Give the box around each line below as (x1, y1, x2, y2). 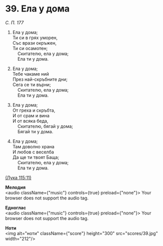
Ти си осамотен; (12, 45, 48, 51)
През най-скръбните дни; (12, 76, 68, 82)
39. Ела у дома (5, 3, 70, 15)
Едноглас (5, 204, 26, 210)
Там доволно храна (12, 143, 55, 149)
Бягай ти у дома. (17, 128, 54, 134)
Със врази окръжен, (12, 40, 57, 46)
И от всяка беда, (12, 118, 49, 124)
